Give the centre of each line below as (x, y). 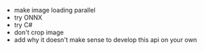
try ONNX (28, 17)
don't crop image (39, 32)
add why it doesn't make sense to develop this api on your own (105, 40)
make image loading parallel (55, 10)
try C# (23, 25)
